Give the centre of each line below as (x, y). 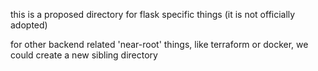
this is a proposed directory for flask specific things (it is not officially (153, 14)
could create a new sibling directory (84, 55)
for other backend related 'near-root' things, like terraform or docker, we (159, 44)
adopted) (29, 25)
